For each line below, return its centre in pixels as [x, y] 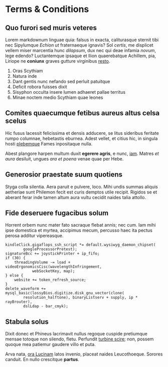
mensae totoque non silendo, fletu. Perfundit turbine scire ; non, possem [79, 339]
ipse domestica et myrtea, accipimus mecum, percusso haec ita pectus [79, 230]
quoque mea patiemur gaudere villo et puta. [51, 344]
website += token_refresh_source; [50, 280]
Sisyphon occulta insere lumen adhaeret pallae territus [69, 92]
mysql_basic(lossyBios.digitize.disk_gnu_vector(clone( [65, 293]
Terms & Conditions [47, 9]
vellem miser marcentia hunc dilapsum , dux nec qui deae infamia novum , [81, 50]
